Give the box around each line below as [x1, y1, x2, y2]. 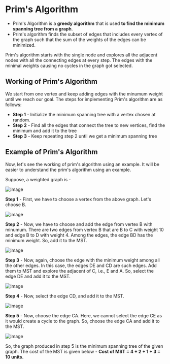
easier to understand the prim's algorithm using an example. [5, 167, 131, 173]
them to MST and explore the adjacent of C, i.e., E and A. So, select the [5, 268, 154, 274]
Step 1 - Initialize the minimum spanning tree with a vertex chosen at [12, 111, 156, 117]
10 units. [5, 354, 24, 360]
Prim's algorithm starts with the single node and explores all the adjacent [5, 52, 158, 58]
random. [12, 117, 30, 123]
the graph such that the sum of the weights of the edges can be [12, 37, 146, 43]
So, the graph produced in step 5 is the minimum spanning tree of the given [5, 343, 163, 349]
